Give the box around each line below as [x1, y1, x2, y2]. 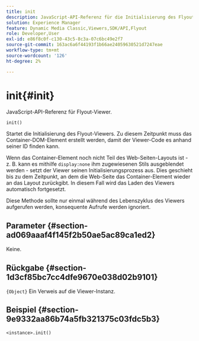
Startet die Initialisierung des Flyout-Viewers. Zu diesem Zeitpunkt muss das [6, 130, 192, 137]
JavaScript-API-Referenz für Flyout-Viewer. [6, 108, 113, 115]
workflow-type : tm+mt [6, 47, 60, 53]
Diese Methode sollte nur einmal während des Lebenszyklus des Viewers [6, 197, 185, 204]
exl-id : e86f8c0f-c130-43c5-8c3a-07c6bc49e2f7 [6, 36, 123, 42]
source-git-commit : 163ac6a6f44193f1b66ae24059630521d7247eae [6, 42, 163, 48]
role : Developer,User [6, 31, 60, 37]
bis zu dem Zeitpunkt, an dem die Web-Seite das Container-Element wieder [6, 173, 191, 181]
